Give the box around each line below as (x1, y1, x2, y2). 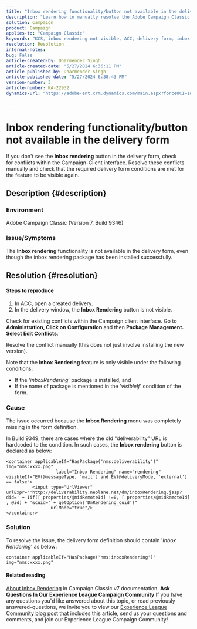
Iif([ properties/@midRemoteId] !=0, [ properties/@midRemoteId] (27, 494, 191, 501)
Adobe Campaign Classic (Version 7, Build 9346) (6, 219, 124, 226)
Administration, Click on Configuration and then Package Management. (6, 324, 184, 331)
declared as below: (6, 447, 52, 454)
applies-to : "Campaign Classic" (6, 31, 85, 36)
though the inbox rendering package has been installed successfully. (6, 253, 173, 261)
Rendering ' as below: (6, 543, 57, 550)
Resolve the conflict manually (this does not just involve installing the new (6, 341, 184, 349)
